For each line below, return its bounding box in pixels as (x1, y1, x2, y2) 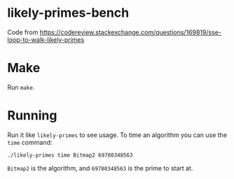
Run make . (7, 83, 35, 92)
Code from (7, 28, 39, 36)
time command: (7, 138, 53, 146)
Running (7, 108, 57, 124)
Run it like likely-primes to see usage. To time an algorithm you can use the (7, 131, 228, 139)
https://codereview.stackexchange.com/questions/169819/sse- (39, 28, 222, 36)
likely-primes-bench (7, 5, 130, 21)
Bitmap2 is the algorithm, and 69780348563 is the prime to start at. (7, 164, 193, 172)
